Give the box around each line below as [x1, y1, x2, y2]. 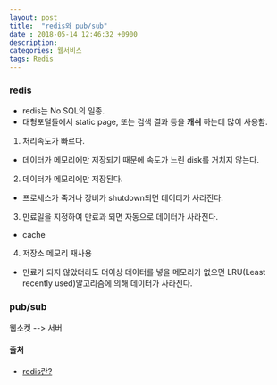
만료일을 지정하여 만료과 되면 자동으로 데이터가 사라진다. [21, 212, 219, 222]
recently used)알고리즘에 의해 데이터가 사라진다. [21, 278, 193, 289]
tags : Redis [9, 54, 54, 63]
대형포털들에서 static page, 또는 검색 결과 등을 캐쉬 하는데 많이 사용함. [21, 117, 268, 128]
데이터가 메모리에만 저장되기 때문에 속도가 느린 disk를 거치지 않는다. [21, 155, 260, 165]
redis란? [21, 365, 53, 376]
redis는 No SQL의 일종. [21, 105, 105, 116]
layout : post [9, 13, 58, 22]
